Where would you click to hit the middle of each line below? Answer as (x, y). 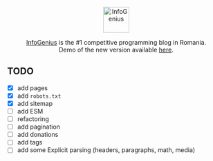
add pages (33, 88)
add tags (30, 142)
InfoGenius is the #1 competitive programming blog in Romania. (116, 42)
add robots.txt (39, 96)
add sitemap (35, 103)
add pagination (39, 127)
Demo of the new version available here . (116, 50)
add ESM (30, 111)
